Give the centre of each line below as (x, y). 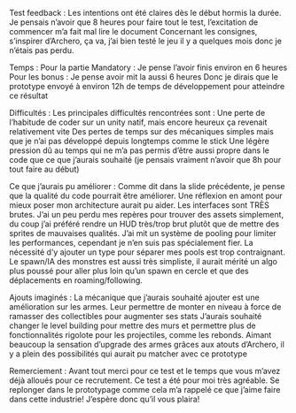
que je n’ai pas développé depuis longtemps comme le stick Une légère (140, 141)
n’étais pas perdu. (42, 50)
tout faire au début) (44, 169)
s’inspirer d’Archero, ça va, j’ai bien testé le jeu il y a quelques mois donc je (145, 41)
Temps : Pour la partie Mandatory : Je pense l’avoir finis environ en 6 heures (148, 67)
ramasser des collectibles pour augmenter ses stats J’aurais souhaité (136, 316)
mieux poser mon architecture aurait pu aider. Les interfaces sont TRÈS (140, 205)
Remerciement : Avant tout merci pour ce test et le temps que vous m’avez (145, 371)
